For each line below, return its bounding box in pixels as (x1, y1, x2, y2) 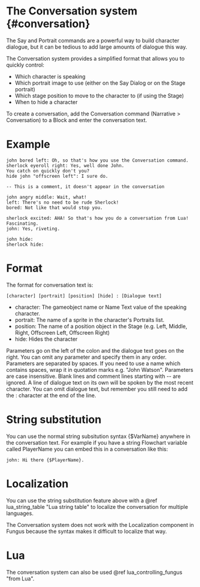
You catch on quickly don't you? (6, 168, 90, 174)
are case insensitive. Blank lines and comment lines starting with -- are (6, 373, 181, 380)
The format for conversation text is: (6, 281, 93, 288)
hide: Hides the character (14, 335, 78, 342)
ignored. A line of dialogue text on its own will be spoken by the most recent (6, 379, 193, 386)
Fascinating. (6, 221, 39, 227)
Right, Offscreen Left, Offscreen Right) (14, 329, 110, 336)
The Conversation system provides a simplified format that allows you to (6, 55, 185, 62)
